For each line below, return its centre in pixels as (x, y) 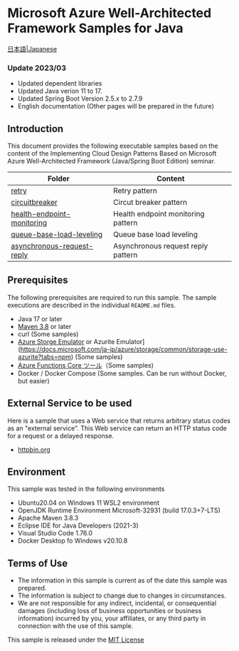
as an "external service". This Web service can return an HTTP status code (117, 428)
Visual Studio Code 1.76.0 (55, 533)
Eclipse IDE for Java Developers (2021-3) (78, 525)
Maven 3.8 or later (44, 326)
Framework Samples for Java (95, 28)
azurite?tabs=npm (44, 357)
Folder (58, 178)
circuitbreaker (34, 203)
